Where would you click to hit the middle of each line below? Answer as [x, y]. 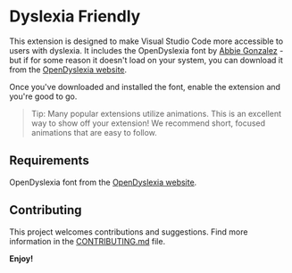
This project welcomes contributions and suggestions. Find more [129, 232]
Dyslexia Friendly [75, 17]
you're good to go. [43, 96]
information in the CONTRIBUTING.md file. [88, 241]
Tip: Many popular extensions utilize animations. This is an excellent [156, 113]
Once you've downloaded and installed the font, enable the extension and [145, 87]
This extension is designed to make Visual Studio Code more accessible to [146, 41]
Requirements [49, 161]
